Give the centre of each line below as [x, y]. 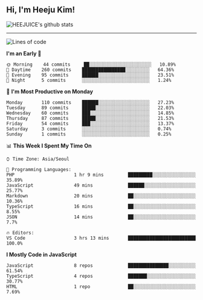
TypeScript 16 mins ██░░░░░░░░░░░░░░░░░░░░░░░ [101, 206]
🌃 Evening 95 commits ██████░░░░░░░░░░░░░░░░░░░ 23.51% [90, 75]
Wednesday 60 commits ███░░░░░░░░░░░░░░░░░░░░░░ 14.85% [90, 113]
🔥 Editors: [20, 233]
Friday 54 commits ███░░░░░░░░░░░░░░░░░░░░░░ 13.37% [90, 123]
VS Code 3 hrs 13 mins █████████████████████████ [101, 238]
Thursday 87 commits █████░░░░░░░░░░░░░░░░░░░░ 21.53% [90, 118]
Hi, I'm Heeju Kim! [41, 10]
